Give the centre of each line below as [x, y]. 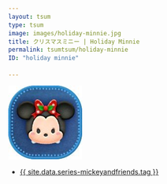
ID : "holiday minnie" [44, 58]
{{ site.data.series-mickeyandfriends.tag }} [89, 171]
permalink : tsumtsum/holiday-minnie [68, 50]
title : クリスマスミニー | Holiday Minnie [74, 42]
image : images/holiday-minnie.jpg [65, 33]
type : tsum [26, 25]
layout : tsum [30, 17]
